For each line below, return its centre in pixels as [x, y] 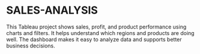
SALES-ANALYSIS [52, 10]
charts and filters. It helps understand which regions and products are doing [100, 33]
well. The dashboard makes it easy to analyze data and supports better [94, 39]
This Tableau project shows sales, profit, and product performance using [96, 27]
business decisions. [31, 46]
